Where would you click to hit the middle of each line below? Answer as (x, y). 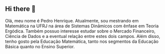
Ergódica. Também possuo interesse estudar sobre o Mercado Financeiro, (80, 31)
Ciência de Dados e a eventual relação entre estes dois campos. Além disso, (83, 36)
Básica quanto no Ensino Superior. (40, 46)
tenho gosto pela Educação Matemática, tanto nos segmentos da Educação (82, 41)
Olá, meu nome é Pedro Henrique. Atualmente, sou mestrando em (72, 20)
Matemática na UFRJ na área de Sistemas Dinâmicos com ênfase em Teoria (82, 26)
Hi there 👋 (20, 9)
